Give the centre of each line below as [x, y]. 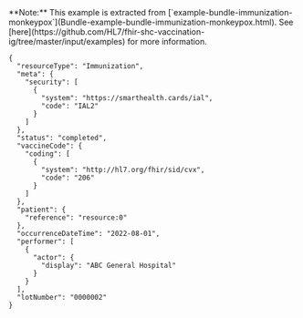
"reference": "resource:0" [76, 218]
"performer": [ [46, 241]
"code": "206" [68, 178]
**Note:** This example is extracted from [87, 12]
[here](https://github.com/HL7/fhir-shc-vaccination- [107, 32]
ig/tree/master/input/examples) [67, 41]
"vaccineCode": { [50, 146]
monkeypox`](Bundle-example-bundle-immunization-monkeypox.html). [143, 22]
